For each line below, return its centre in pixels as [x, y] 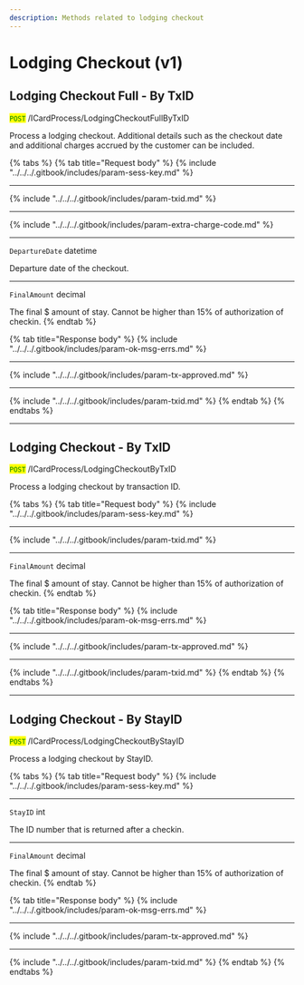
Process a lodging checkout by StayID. [81, 759]
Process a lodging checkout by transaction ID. [95, 487]
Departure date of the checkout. [69, 268]
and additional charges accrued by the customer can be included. [132, 145]
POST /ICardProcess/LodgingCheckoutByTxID [93, 469]
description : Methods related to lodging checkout [107, 18]
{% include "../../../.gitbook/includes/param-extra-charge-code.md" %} [142, 224]
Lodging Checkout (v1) [96, 62]
